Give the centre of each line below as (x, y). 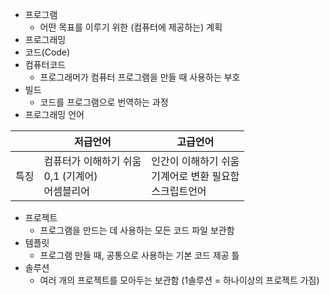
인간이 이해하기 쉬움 (195, 161)
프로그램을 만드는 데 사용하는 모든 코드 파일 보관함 (137, 230)
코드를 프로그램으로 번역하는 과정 (104, 102)
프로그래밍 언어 (54, 114)
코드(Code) (47, 52)
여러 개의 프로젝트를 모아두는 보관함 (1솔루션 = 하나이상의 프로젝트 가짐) (179, 280)
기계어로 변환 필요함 (195, 176)
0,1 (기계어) (70, 176)
